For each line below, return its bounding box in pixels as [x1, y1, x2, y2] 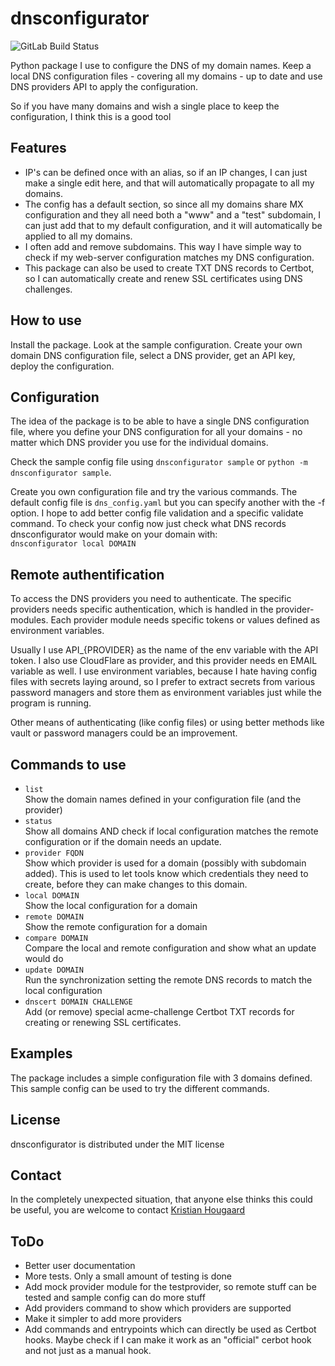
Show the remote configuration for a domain [24, 921, 208, 932]
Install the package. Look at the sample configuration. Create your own [10, 338, 303, 351]
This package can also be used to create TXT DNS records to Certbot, [24, 262, 315, 274]
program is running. [10, 697, 92, 709]
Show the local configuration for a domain [24, 900, 198, 911]
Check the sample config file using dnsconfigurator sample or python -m [10, 456, 308, 468]
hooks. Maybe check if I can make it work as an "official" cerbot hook [24, 1334, 312, 1346]
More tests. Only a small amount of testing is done [24, 1270, 233, 1282]
